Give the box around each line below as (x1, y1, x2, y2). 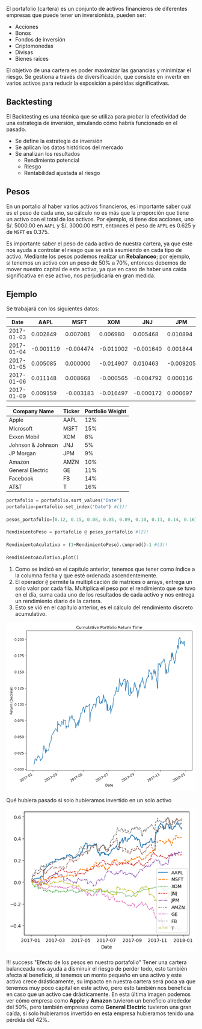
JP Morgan (8, 450, 36, 457)
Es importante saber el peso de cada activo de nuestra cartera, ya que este (6, 240, 193, 247)
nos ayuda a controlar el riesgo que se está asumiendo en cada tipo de (6, 246, 182, 253)
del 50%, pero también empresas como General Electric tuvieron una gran (6, 1003, 192, 1010)
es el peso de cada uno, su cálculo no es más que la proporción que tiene (6, 209, 189, 216)
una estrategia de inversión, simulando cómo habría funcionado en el (6, 119, 178, 126)
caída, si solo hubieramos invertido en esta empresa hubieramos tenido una (6, 1010, 194, 1017)
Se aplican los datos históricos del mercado (14, 144, 123, 151)
